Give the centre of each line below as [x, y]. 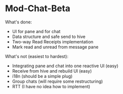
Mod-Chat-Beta [38, 9]
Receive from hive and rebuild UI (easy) [52, 71]
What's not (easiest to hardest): [37, 56]
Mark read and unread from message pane [55, 47]
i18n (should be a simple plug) [42, 76]
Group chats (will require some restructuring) [58, 81]
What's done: [19, 22]
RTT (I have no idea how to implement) [51, 86]
